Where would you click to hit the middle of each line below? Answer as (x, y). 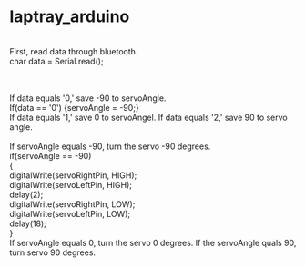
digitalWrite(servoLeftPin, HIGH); (71, 184)
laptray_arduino (70, 17)
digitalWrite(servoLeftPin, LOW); (70, 213)
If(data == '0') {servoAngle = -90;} (74, 107)
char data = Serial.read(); (56, 61)
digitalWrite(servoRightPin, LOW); (72, 204)
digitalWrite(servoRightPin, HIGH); (73, 175)
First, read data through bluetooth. (74, 51)
